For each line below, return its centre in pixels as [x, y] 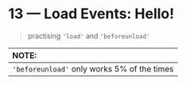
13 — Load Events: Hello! [91, 14]
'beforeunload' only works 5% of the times [93, 68]
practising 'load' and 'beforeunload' [89, 36]
